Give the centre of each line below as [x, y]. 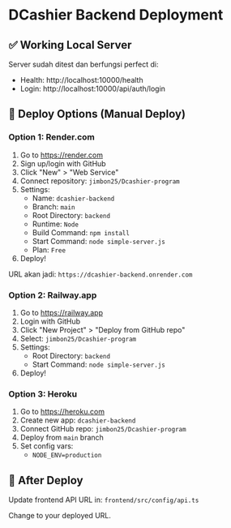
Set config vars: [47, 446]
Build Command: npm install [81, 232]
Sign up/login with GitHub [63, 163]
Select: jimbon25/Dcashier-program [78, 338]
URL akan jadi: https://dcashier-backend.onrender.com [101, 274]
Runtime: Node [56, 224]
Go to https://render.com [62, 155]
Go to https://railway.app [62, 312]
